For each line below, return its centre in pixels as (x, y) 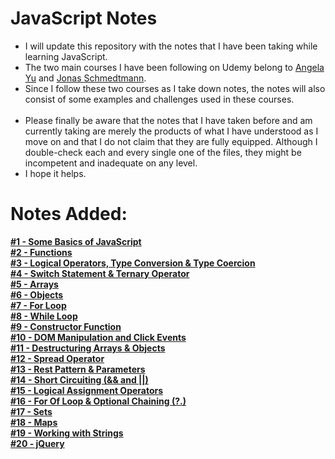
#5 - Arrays (34, 284)
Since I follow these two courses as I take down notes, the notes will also (175, 88)
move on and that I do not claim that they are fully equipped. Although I (171, 141)
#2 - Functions (41, 252)
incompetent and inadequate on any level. (111, 163)
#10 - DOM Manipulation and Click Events (98, 337)
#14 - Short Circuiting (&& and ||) (79, 379)
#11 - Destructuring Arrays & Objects (88, 348)
